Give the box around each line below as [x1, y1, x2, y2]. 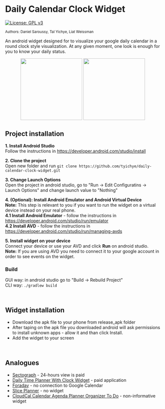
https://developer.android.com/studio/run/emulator [5, 218, 109, 223]
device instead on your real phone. [5, 207, 76, 213]
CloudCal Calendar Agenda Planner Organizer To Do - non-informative [12, 393, 156, 399]
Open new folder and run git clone [5, 163, 77, 169]
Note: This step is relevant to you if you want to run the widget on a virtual [5, 202, 156, 208]
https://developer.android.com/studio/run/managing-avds [5, 228, 122, 234]
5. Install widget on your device [5, 238, 70, 244]
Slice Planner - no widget [12, 387, 64, 393]
